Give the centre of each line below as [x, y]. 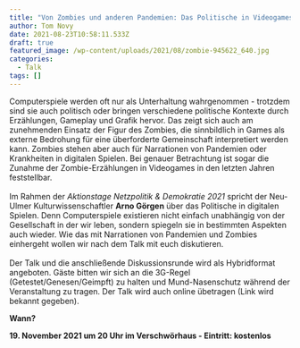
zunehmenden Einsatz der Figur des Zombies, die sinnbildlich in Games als [147, 130]
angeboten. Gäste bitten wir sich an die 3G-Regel [100, 272]
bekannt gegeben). [44, 301]
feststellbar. [31, 177]
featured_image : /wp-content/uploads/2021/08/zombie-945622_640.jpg [139, 51]
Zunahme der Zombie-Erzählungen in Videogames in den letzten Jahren [142, 167]
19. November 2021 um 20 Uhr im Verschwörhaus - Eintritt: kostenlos [140, 335]
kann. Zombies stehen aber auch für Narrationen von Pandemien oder [138, 149]
